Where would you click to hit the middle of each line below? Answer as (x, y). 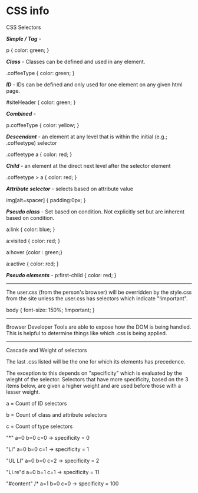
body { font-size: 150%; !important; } (51, 310)
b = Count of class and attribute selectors (57, 414)
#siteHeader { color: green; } (41, 102)
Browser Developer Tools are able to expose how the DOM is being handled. (99, 327)
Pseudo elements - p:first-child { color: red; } (61, 275)
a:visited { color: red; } (33, 241)
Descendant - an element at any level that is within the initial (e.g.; (87, 137)
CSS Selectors (24, 27)
